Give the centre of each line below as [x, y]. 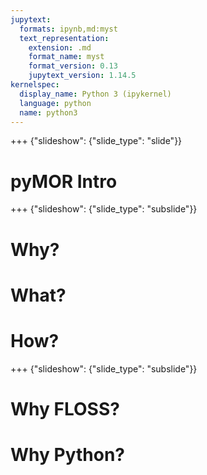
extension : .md [60, 47]
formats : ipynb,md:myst [68, 29]
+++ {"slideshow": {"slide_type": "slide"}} [96, 141]
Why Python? [67, 455]
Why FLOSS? [65, 408]
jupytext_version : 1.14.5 [82, 76]
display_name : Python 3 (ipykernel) [95, 94]
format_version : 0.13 [73, 66]
